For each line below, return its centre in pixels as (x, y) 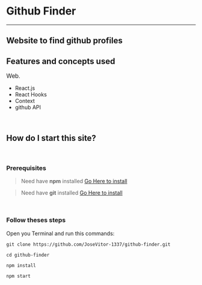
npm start (19, 276)
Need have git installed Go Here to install (72, 193)
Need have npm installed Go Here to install (74, 181)
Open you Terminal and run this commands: (60, 233)
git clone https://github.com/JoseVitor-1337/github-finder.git (88, 244)
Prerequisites (26, 168)
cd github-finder (28, 255)
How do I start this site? (51, 138)
